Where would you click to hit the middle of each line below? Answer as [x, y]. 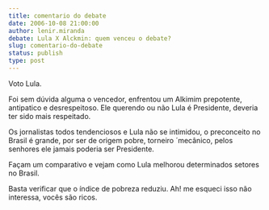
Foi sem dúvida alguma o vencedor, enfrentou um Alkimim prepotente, [125, 99]
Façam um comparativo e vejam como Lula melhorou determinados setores [134, 164]
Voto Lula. [25, 83]
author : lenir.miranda [46, 31]
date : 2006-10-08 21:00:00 [54, 23]
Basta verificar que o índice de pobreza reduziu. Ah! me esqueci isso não [130, 188]
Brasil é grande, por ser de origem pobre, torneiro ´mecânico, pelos [121, 140]
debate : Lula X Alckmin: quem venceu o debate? [90, 38]
